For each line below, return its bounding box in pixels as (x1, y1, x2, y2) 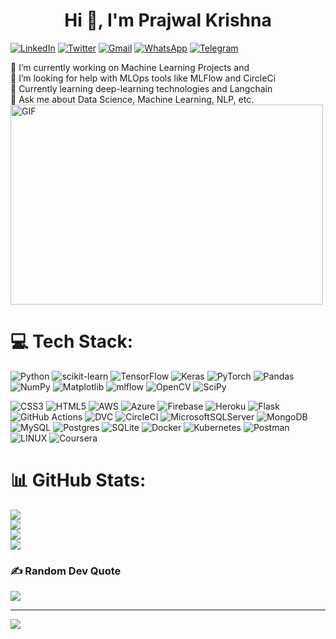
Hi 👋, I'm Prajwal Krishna (64, 9, 272, 32)
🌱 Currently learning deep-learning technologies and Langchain (10, 82, 273, 94)
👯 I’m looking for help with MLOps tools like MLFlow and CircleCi (10, 72, 277, 84)
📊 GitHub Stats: (10, 469, 147, 492)
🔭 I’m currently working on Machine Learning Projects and (10, 61, 250, 73)
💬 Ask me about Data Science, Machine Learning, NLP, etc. (10, 93, 255, 105)
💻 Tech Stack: (10, 330, 134, 353)
